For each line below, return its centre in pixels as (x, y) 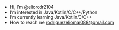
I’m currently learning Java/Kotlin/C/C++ (51, 17)
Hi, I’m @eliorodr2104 (32, 7)
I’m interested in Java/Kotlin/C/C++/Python (54, 12)
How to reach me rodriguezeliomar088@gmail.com (62, 22)
